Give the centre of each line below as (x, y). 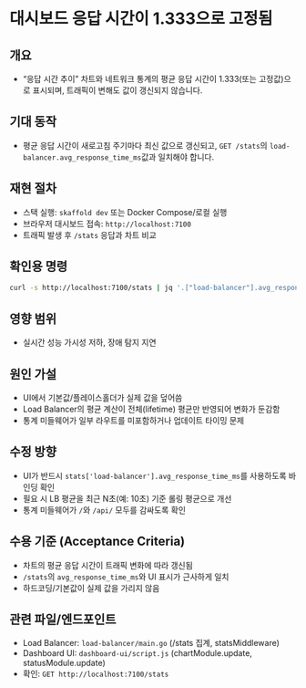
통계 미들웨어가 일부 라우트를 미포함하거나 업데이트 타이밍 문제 (133, 420)
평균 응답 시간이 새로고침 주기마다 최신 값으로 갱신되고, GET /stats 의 (145, 145)
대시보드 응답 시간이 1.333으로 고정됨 (141, 19)
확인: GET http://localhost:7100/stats (96, 674)
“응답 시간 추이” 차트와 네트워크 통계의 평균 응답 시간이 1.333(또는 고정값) (153, 79)
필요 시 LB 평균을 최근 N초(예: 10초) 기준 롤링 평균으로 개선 (127, 498)
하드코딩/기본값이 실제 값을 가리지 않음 (91, 588)
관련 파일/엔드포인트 (63, 619)
